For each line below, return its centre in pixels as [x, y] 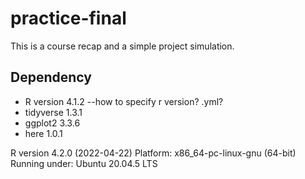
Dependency [51, 77]
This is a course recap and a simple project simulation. [122, 46]
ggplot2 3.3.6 [52, 123]
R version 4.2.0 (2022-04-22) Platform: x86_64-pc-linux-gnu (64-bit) [153, 153]
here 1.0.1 [43, 133]
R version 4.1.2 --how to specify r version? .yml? [124, 101]
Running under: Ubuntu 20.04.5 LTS [84, 163]
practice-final [68, 18]
